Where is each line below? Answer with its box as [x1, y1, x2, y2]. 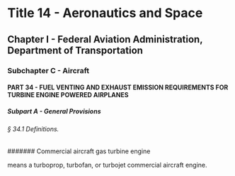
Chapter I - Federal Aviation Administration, [7, 33, 203, 45]
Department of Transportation [7, 44, 144, 56]
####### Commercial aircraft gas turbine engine [7, 147, 151, 155]
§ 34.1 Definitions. [7, 125, 59, 133]
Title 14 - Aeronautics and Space [7, 5, 203, 21]
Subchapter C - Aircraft [7, 65, 90, 75]
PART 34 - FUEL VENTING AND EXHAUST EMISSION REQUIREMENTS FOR [7, 83, 229, 92]
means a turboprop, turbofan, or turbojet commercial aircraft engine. [7, 160, 207, 169]
